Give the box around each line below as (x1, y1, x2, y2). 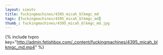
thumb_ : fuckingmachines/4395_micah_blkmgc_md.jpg (5, 20, 110, 26)
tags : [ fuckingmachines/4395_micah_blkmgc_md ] (5, 16, 101, 21)
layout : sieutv (5, 7, 36, 12)
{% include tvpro (5, 34, 39, 40)
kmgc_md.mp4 (5, 44, 36, 50)
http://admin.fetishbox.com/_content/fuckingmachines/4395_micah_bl (17, 39, 158, 45)
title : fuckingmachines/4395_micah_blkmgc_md (5, 12, 99, 17)
